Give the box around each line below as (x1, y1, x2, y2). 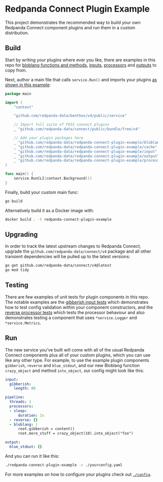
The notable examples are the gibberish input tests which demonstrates (5, 299, 149, 305)
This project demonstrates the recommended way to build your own (5, 19, 141, 25)
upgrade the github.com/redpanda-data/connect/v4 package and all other (5, 248, 151, 254)
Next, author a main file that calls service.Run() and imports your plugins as (5, 76, 157, 82)
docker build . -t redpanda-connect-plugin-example (5, 217, 112, 222)
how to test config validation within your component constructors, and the (5, 304, 153, 310)
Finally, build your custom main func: (5, 189, 79, 195)
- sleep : (9, 408, 27, 413)
